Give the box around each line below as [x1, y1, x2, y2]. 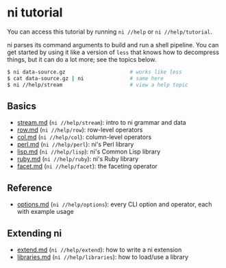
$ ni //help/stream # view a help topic [7, 81, 188, 88]
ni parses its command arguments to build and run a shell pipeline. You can [7, 40, 219, 49]
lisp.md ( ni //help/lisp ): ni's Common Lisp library [16, 147, 161, 156]
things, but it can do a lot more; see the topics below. [7, 55, 157, 63]
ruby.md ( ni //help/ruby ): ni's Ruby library [16, 155, 139, 163]
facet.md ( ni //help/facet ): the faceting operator [16, 162, 158, 171]
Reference [7, 182, 53, 193]
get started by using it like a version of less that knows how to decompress [7, 48, 219, 56]
